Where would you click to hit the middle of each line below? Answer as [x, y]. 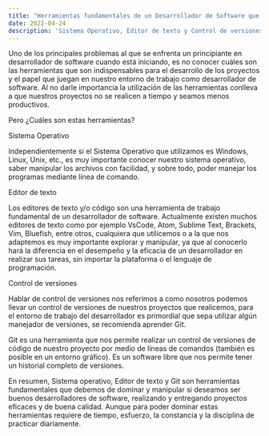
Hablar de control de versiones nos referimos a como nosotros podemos [128, 299]
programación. [32, 268]
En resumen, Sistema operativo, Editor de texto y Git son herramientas [124, 381]
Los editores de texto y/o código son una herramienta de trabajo [114, 208]
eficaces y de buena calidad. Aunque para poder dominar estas [113, 407]
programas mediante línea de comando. [74, 177]
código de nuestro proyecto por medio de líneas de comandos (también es [131, 348]
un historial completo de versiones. [66, 365]
